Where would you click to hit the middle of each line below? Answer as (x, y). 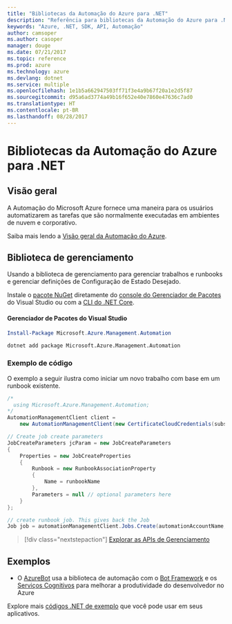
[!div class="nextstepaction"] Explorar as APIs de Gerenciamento (117, 540)
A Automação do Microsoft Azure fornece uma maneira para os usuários (110, 208)
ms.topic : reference (37, 59)
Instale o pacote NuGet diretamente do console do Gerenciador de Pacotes (114, 295)
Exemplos (29, 561)
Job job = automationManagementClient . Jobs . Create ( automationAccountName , (117, 526)
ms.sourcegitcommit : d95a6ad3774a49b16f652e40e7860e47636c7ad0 (100, 98)
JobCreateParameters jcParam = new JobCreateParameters (89, 443)
